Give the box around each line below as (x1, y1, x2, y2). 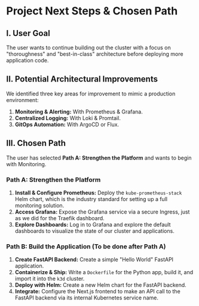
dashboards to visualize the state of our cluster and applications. (14, 227, 174, 235)
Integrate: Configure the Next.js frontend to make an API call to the (14, 288, 180, 295)
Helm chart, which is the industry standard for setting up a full (14, 195, 168, 202)
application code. (6, 57, 49, 64)
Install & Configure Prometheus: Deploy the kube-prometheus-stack (14, 189, 182, 196)
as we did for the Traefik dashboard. (14, 214, 105, 221)
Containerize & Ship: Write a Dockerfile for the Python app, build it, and (14, 269, 193, 276)
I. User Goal (6, 28, 51, 38)
